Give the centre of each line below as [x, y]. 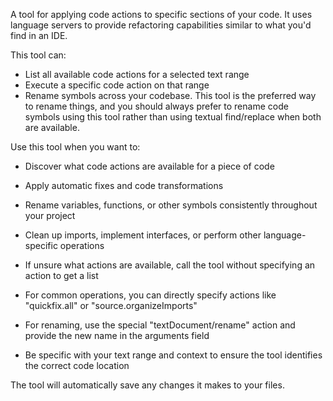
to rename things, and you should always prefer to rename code [156, 106]
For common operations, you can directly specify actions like [150, 295]
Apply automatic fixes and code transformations [124, 185]
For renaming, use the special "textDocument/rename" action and [160, 325]
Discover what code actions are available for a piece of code [149, 166]
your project [50, 215]
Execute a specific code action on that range [117, 85]
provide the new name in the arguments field [117, 335]
